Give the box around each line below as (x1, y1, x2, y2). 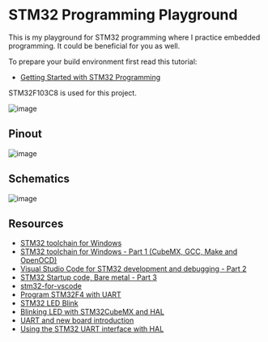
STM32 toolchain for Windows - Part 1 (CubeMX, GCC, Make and (19, 247, 238, 256)
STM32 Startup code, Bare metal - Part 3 (19, 272, 158, 282)
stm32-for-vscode (19, 281, 83, 291)
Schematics (8, 172, 70, 186)
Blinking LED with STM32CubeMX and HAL (19, 307, 164, 317)
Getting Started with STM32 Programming (19, 72, 161, 82)
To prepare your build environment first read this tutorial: (8, 57, 198, 66)
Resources (8, 217, 64, 230)
